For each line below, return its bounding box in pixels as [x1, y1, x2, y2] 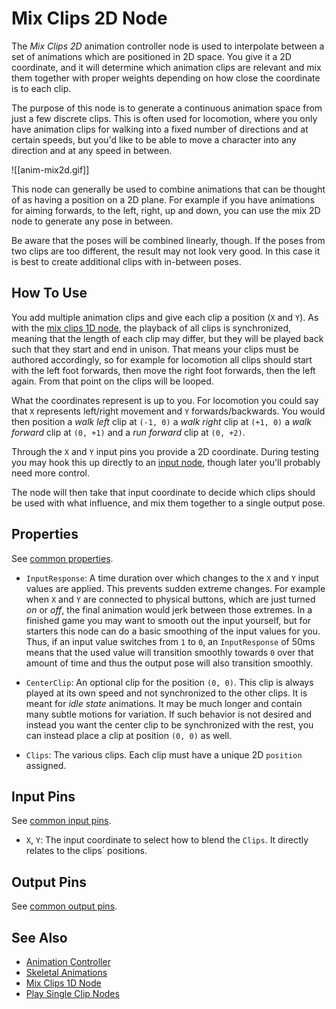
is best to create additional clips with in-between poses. [11, 255, 242, 267]
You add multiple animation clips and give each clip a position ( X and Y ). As [11, 311, 319, 323]
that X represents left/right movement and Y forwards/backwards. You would [11, 405, 326, 417]
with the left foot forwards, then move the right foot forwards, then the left [11, 364, 316, 376]
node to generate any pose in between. [11, 215, 174, 227]
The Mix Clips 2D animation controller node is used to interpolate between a [11, 40, 325, 52]
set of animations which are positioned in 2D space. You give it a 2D [11, 50, 292, 62]
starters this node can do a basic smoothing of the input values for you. [25, 625, 321, 637]
